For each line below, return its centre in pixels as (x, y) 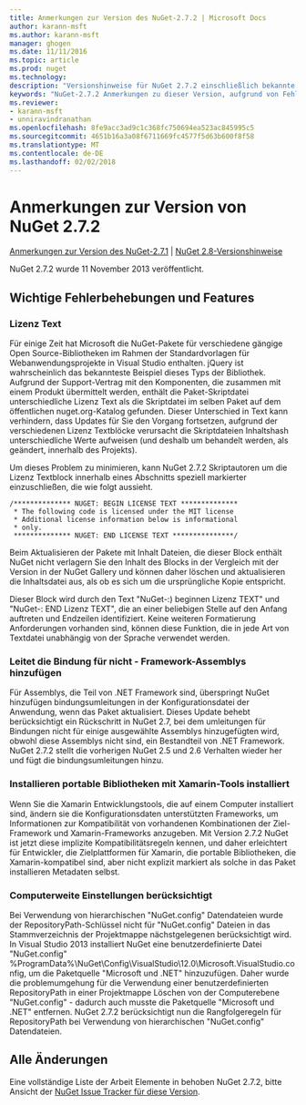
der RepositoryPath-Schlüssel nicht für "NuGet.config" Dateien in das (140, 925)
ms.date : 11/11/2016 (49, 52)
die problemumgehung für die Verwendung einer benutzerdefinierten (139, 983)
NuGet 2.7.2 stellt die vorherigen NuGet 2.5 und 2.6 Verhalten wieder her (146, 751)
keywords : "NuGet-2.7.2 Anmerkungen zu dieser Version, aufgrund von (144, 94)
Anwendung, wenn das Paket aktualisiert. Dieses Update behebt (130, 712)
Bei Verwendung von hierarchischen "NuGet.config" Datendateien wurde (147, 916)
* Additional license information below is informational (126, 520)
